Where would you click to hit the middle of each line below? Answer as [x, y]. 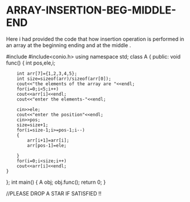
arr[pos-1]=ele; [47, 145]
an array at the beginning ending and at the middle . [69, 45]
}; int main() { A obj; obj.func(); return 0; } [56, 182]
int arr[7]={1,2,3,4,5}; [47, 73]
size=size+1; [33, 125]
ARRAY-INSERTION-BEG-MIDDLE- [91, 10]
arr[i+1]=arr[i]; [48, 140]
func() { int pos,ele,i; [31, 63]
